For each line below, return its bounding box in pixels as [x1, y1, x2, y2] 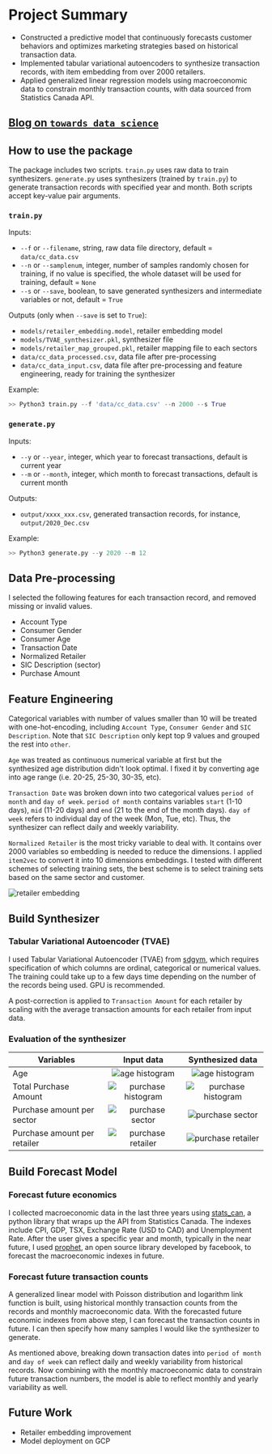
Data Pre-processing [8, 571, 116, 585]
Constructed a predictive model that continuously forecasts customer [19, 32, 253, 42]
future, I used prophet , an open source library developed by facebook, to [8, 1242, 252, 1252]
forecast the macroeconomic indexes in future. [8, 1251, 164, 1261]
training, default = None [19, 278, 97, 287]
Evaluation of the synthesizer [8, 1033, 127, 1044]
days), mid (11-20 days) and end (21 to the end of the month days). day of [8, 806, 251, 815]
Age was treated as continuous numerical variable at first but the [8, 755, 223, 765]
